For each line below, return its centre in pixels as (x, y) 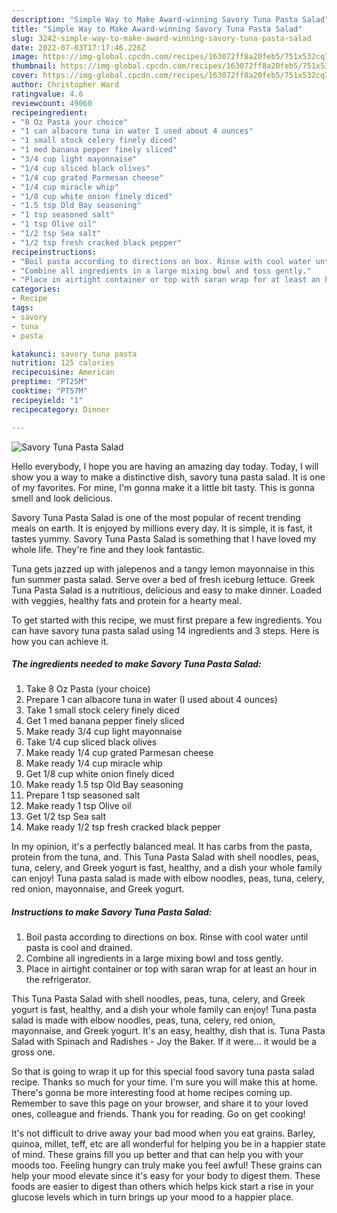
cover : (25, 76)
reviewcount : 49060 (52, 103)
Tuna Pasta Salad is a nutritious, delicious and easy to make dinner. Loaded (166, 590)
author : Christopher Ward (65, 85)
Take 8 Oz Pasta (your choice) (88, 689)
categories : (36, 289)
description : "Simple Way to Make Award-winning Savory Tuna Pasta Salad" (170, 19)
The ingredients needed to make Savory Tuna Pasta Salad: (136, 664)
